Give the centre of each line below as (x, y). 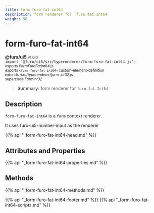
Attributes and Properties (45, 151)
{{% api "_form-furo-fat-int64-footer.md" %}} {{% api (60, 200)
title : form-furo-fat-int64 (34, 10)
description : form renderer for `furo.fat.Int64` (57, 14)
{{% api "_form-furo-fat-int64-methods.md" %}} (55, 190)
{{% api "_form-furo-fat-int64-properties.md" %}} (56, 162)
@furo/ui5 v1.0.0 (22, 57)
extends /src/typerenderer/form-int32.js (39, 75)
